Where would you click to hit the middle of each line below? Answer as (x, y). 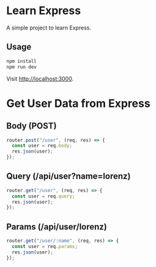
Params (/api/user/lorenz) (57, 227)
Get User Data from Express (79, 103)
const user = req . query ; (43, 196)
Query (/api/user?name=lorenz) (69, 176)
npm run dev (21, 67)
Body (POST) (32, 126)
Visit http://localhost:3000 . (40, 79)
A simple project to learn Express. (49, 28)
